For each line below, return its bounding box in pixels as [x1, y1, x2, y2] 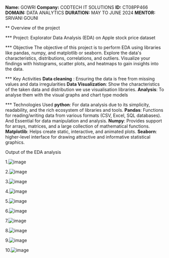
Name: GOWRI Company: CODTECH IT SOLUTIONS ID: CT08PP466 [5, 5, 148, 10]
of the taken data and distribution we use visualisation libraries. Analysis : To [5, 87, 164, 93]
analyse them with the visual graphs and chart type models [5, 92, 128, 98]
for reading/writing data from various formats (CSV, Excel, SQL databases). [5, 112, 161, 118]
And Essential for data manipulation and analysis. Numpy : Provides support [5, 118, 162, 123]
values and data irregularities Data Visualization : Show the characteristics [5, 81, 160, 87]
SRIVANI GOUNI [5, 15, 39, 21]
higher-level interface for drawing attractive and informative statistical [5, 134, 150, 140]
